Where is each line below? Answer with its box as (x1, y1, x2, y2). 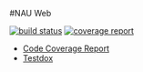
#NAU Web (9, 8, 52, 18)
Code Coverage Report (22, 43, 110, 54)
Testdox (22, 53, 54, 63)
